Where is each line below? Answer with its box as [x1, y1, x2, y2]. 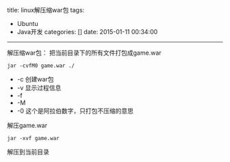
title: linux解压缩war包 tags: [7, 6, 85, 14]
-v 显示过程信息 [16, 84, 62, 92]
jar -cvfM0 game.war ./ [7, 62, 75, 69]
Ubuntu [16, 20, 39, 27]
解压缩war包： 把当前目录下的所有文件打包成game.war [7, 49, 162, 57]
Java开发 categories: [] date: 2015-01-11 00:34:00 [16, 28, 158, 36]
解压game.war [7, 122, 48, 129]
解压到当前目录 [7, 148, 49, 156]
